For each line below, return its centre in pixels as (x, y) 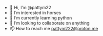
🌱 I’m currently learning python (41, 18)
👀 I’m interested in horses (35, 13)
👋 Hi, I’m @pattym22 (30, 8)
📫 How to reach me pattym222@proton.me (54, 28)
